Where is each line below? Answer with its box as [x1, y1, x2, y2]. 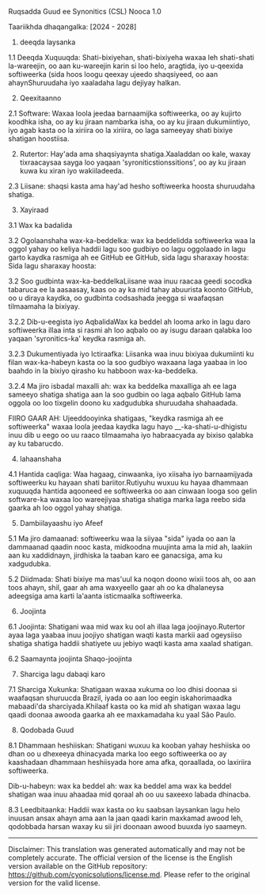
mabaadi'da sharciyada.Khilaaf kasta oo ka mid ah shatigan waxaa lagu [8, 702, 241, 711]
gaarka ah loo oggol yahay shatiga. [8, 503, 123, 512]
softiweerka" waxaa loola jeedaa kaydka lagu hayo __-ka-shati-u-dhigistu [8, 422, 248, 431]
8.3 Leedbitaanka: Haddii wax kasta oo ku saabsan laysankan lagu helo [8, 805, 241, 814]
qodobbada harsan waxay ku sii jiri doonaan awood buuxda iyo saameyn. [8, 822, 247, 831]
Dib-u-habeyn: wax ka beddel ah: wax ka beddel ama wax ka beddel [8, 782, 232, 790]
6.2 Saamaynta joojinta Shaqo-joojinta [8, 654, 132, 664]
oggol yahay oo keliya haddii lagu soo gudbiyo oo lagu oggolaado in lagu [8, 245, 246, 253]
